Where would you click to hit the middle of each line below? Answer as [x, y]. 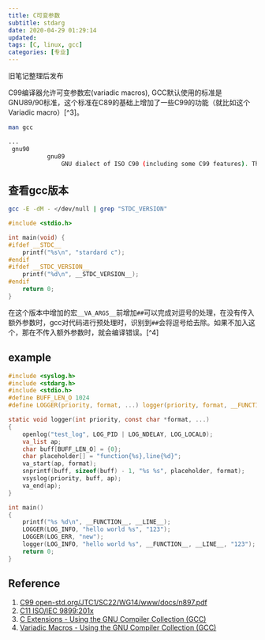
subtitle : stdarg [37, 23]
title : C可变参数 [34, 15]
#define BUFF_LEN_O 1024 [49, 398]
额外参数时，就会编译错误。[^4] [108, 332]
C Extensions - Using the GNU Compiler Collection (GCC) [113, 619]
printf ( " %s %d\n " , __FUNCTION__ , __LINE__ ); [97, 522]
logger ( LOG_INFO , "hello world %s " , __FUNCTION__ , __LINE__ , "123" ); [139, 544]
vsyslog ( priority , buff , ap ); [72, 479]
